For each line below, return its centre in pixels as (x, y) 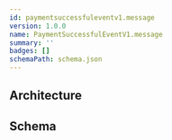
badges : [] (30, 51)
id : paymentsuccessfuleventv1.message (82, 17)
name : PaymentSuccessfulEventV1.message (86, 34)
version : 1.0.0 (38, 26)
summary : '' (32, 43)
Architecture (46, 96)
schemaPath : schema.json (56, 59)
